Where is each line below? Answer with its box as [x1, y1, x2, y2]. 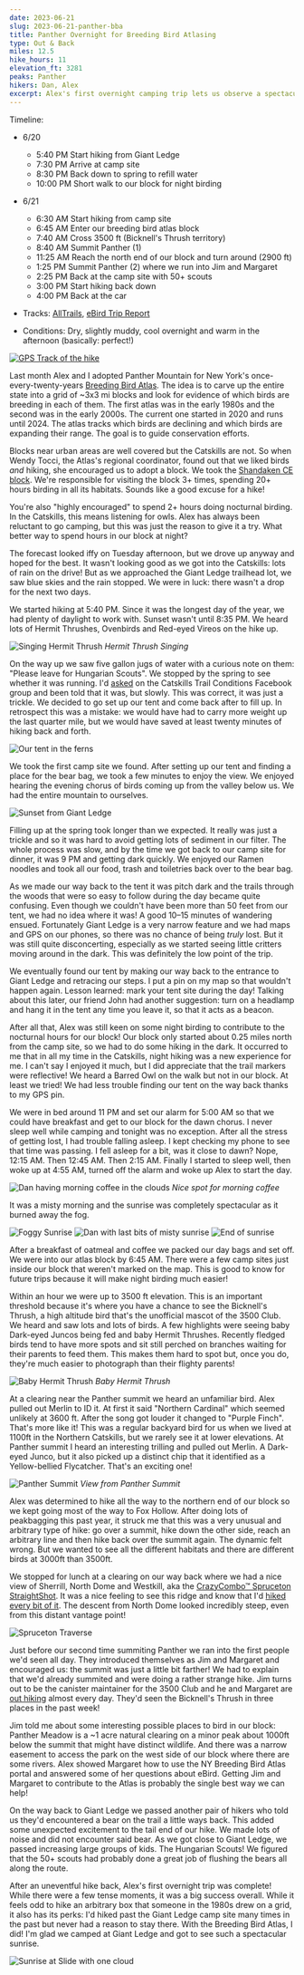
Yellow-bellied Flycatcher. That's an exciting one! [9, 1460, 193, 1471]
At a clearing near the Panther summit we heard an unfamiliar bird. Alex [9, 1392, 276, 1404]
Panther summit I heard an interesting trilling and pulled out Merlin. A [9, 1441, 266, 1452]
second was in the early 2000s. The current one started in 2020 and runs [9, 409, 283, 419]
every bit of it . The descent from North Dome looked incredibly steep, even [9, 1600, 290, 1611]
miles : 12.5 [9, 47, 54, 56]
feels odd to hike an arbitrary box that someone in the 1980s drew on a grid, [9, 1899, 292, 1910]
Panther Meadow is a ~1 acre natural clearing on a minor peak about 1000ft [9, 1729, 290, 1740]
